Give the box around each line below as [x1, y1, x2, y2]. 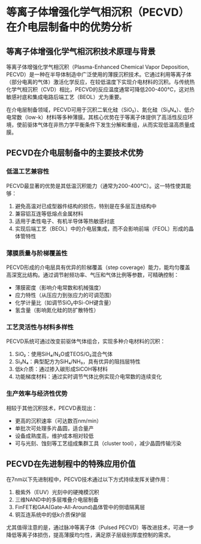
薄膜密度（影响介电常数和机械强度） [14, 283, 105, 291]
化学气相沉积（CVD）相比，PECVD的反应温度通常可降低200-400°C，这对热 [6, 86, 195, 93]
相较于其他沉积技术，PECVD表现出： [6, 404, 98, 411]
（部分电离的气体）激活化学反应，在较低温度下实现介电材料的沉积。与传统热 [6, 79, 195, 85]
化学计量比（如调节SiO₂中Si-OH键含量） [14, 298, 115, 306]
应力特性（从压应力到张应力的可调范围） [14, 291, 115, 298]
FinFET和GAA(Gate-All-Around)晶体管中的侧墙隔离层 [14, 504, 145, 511]
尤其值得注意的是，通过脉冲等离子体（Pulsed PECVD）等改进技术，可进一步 [6, 524, 194, 531]
